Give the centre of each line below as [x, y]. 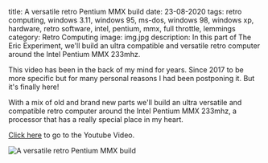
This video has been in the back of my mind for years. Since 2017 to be [126, 70]
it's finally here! [34, 87]
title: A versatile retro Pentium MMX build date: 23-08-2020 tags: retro [125, 12]
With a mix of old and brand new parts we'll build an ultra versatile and [125, 102]
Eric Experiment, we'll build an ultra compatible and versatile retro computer [134, 46]
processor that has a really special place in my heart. [96, 119]
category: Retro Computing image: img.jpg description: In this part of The [130, 37]
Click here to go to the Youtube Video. [72, 135]
